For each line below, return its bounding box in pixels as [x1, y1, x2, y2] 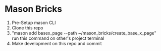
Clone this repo [11, 25, 43, 30]
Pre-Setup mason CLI [11, 20, 56, 25]
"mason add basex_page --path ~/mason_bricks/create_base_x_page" [11, 30, 157, 36]
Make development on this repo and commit [11, 40, 102, 46]
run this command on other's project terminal [11, 35, 105, 41]
